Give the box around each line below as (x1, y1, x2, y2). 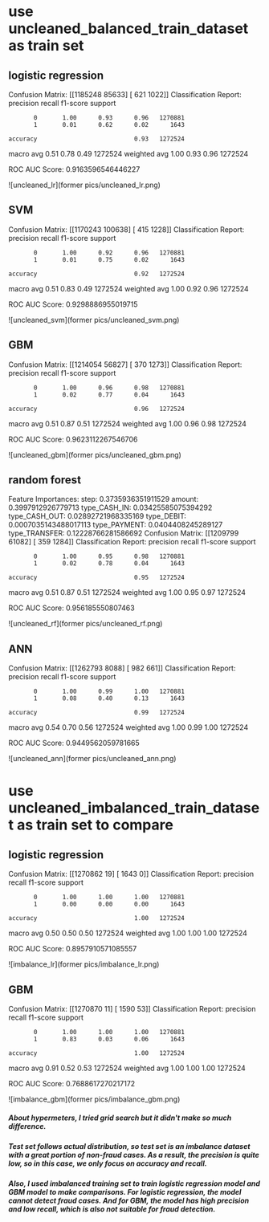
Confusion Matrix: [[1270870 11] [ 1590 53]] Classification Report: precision (8, 1004, 256, 1014)
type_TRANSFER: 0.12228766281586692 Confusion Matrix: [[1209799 (8, 528, 239, 538)
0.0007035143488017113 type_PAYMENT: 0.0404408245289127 (8, 520, 223, 530)
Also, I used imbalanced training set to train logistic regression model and (8, 1179, 261, 1188)
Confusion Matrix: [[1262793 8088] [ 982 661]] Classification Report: (8, 663, 236, 673)
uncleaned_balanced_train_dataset (8, 19, 249, 38)
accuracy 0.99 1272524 (8, 709, 185, 717)
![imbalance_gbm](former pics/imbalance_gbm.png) (8, 1094, 181, 1104)
